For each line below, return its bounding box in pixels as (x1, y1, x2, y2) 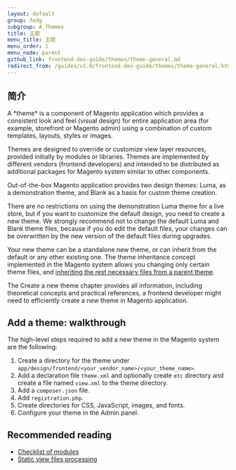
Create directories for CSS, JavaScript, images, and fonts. (17, 401, 185, 410)
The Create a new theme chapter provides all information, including (7, 281, 202, 290)
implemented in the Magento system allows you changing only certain (7, 260, 210, 269)
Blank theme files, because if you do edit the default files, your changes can (7, 224, 228, 233)
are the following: (7, 343, 58, 351)
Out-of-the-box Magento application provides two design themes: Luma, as (7, 181, 226, 189)
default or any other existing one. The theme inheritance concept (7, 253, 196, 262)
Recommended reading (7, 429, 112, 441)
